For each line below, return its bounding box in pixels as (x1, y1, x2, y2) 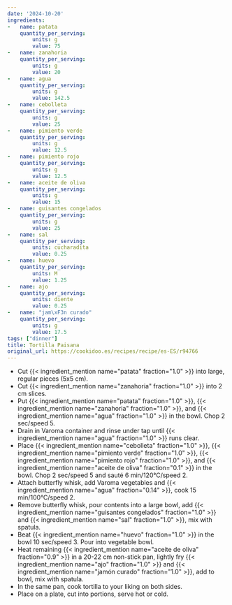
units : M (32, 270, 58, 277)
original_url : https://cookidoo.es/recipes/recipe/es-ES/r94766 (7, 348, 198, 355)
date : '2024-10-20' (7, 10, 64, 17)
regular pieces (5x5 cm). (17, 374, 89, 383)
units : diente (32, 296, 73, 303)
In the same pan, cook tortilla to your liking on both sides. (17, 583, 183, 591)
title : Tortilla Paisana (7, 342, 80, 349)
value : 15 (32, 198, 61, 206)
